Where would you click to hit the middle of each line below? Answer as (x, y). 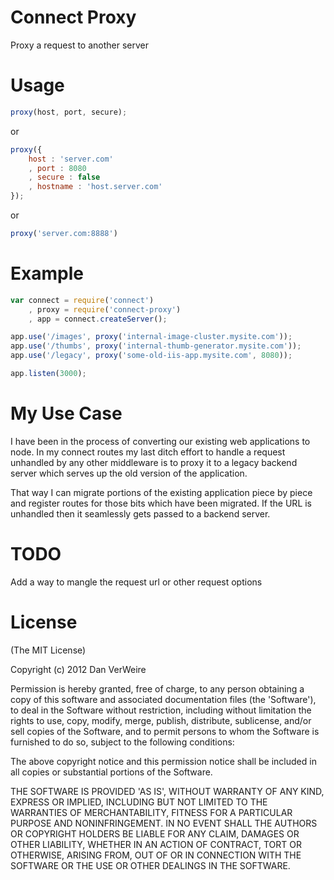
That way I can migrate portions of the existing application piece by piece (161, 492)
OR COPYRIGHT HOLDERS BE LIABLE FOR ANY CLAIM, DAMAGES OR (155, 833)
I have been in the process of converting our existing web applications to (160, 441)
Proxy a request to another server (80, 45)
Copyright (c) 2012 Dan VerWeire (78, 669)
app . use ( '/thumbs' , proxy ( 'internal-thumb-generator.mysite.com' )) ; (156, 346)
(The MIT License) (48, 650)
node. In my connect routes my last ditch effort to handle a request (148, 452)
